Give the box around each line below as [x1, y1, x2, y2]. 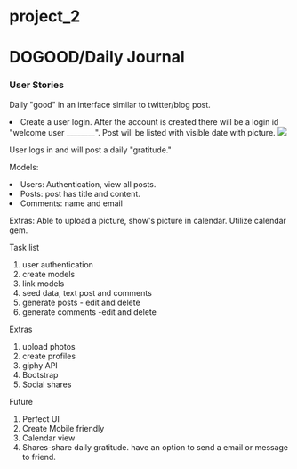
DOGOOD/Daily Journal [9, 47, 185, 68]
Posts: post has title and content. [20, 188, 140, 199]
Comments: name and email [20, 198, 123, 209]
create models [21, 268, 76, 279]
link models [21, 278, 65, 289]
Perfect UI [21, 413, 60, 424]
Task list [9, 242, 40, 252]
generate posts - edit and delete [21, 297, 140, 308]
